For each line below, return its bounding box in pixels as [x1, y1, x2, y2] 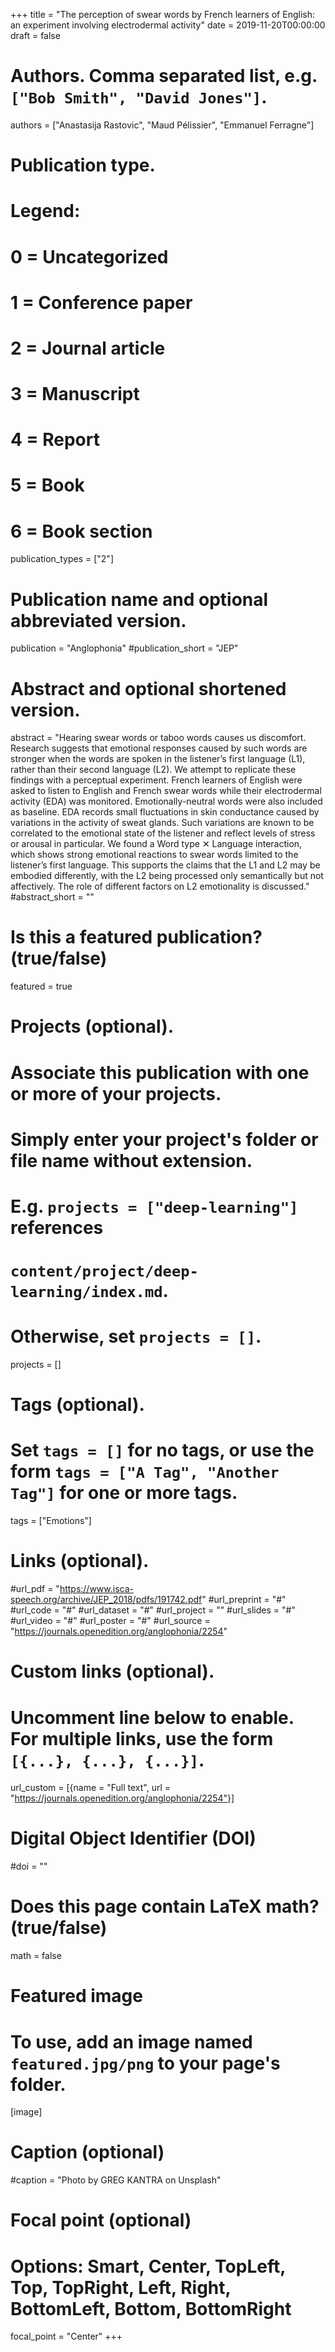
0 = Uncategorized [10, 245, 169, 268]
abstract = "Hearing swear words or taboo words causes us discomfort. [10, 732, 307, 744]
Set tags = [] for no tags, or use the [10, 1439, 315, 1462]
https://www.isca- [59, 1583, 134, 1595]
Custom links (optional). [10, 1660, 215, 1683]
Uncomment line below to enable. [10, 1706, 295, 1729]
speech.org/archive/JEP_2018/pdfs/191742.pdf [10, 1594, 203, 1606]
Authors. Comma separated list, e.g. [10, 65, 318, 88]
